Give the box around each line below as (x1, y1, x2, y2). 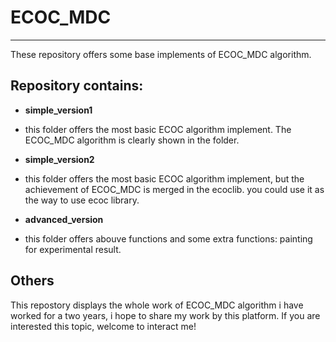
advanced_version (24, 213, 104, 225)
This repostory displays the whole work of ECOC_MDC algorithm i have (10, 299, 304, 311)
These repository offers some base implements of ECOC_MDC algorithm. (10, 48, 312, 60)
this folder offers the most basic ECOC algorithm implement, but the (24, 172, 305, 185)
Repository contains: (10, 77, 144, 95)
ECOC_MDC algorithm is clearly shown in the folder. (24, 134, 240, 146)
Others (10, 272, 55, 290)
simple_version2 (24, 153, 95, 165)
